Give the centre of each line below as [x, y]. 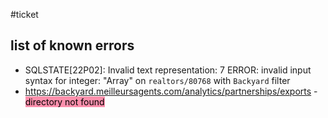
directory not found [64, 101]
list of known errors [72, 45]
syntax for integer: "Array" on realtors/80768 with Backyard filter [157, 80]
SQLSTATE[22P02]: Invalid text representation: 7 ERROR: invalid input [168, 70]
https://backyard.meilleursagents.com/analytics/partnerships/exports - [171, 91]
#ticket [24, 14]
